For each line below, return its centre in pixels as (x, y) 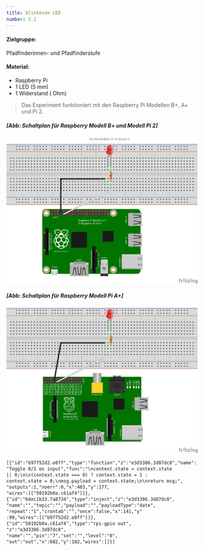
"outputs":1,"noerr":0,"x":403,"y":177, (58, 487)
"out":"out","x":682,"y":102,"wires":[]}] (61, 542)
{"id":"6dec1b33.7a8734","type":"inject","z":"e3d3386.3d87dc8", (90, 499)
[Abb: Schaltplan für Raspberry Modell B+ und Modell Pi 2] (82, 125)
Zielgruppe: (22, 39)
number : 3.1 (21, 19)
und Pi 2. (32, 111)
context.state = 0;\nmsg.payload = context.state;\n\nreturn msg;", (95, 481)
